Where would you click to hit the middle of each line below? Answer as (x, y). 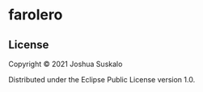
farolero (36, 15)
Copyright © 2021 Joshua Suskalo (66, 64)
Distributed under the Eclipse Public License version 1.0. (102, 79)
